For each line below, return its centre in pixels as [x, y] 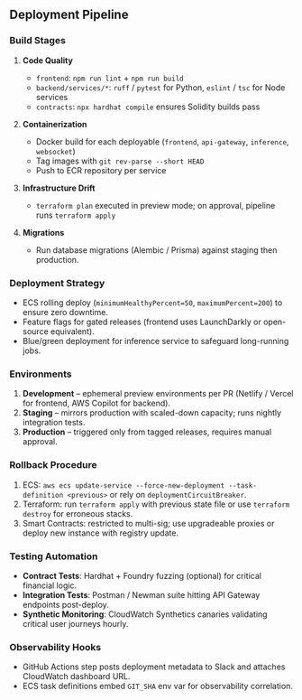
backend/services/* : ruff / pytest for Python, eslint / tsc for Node [160, 87]
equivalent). [72, 331]
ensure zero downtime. [65, 312]
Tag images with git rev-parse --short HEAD [120, 161]
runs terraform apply [76, 215]
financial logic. [50, 585]
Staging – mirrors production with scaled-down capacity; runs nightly [152, 413]
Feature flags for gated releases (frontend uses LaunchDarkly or [142, 322]
